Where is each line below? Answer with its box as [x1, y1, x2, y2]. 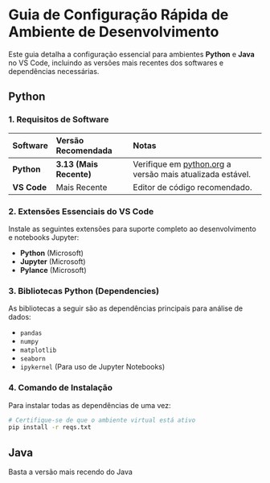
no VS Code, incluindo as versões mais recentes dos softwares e [8, 58, 223, 68]
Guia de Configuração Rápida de [8, 6, 229, 24]
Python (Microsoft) [19, 248, 84, 258]
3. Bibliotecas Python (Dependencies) [8, 285, 159, 296]
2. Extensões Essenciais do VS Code [8, 205, 154, 217]
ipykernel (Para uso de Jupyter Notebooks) [19, 362, 166, 372]
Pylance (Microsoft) [19, 265, 87, 275]
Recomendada [55, 145, 112, 156]
